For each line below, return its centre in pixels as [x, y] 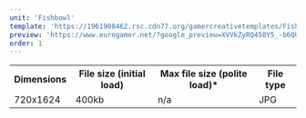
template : [28, 26]
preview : [26, 34]
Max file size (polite [204, 74]
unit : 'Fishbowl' [42, 18]
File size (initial [112, 74]
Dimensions [41, 80]
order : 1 [26, 43]
